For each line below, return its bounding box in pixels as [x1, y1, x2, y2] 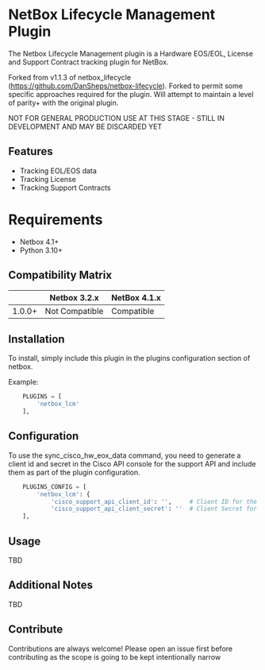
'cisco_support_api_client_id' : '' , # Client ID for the [50, 498, 258, 505]
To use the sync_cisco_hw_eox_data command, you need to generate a [8, 451, 241, 460]
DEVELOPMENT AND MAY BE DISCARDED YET [8, 122, 163, 131]
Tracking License [19, 174, 77, 184]
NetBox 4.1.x [110, 292, 161, 303]
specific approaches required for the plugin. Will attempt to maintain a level [8, 89, 254, 99]
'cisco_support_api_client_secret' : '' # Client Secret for [50, 505, 258, 513]
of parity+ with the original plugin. [8, 98, 119, 107]
